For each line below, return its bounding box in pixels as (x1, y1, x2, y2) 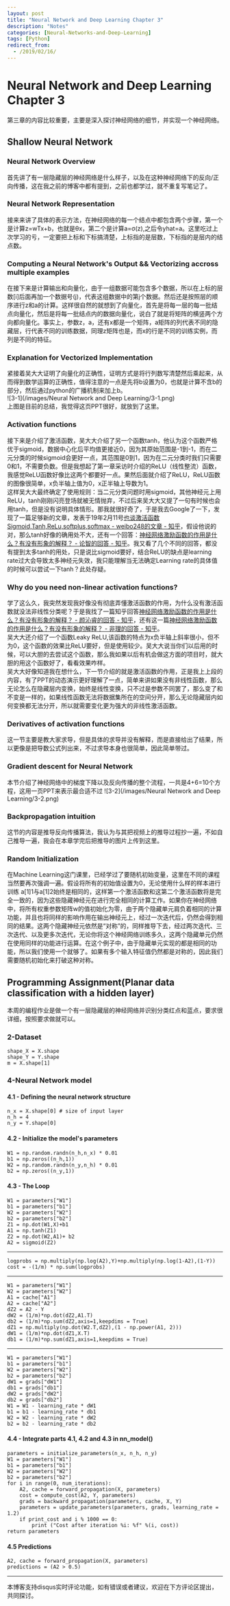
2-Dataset (7, 1032, 42, 1042)
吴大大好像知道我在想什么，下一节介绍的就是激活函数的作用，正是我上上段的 (7, 667, 223, 675)
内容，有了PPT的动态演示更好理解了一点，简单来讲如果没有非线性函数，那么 (7, 676, 222, 684)
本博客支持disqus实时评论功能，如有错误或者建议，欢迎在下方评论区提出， (7, 1583, 218, 1591)
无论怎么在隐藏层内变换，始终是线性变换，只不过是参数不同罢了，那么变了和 (7, 684, 223, 692)
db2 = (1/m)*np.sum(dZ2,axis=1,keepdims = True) (7, 1317, 149, 1325)
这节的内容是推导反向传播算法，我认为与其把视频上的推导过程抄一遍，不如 (7, 827, 217, 836)
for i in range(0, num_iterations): (7, 1480, 112, 1487)
